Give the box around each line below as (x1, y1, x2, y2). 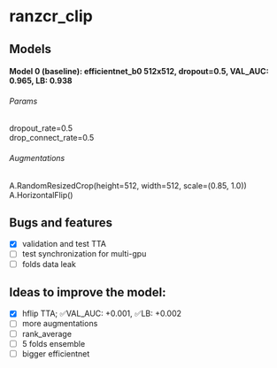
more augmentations (21, 318, 98, 329)
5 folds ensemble (21, 338, 86, 349)
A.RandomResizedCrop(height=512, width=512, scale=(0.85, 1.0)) (9, 180, 248, 191)
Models (9, 42, 51, 57)
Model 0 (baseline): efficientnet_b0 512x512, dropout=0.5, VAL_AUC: (9, 66, 269, 77)
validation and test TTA (21, 239, 106, 249)
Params (9, 96, 38, 106)
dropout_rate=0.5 (9, 123, 73, 134)
